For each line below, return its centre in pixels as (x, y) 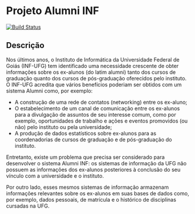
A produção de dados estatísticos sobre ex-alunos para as (85, 133)
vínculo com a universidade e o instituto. (55, 176)
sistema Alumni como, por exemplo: (49, 91)
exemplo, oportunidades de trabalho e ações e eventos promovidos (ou (101, 121)
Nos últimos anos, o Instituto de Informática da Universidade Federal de (93, 59)
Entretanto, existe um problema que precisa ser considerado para (85, 157)
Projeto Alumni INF (53, 11)
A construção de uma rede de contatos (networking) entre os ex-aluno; (101, 102)
